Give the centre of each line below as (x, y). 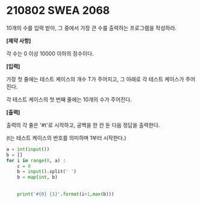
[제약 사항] (19, 40)
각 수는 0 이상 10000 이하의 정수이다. (50, 53)
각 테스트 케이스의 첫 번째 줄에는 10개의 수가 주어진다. (69, 99)
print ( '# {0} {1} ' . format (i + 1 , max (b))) (66, 194)
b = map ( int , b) (38, 177)
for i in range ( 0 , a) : (36, 160)
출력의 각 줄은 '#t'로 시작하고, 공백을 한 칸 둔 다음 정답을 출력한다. (83, 125)
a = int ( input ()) (28, 149)
